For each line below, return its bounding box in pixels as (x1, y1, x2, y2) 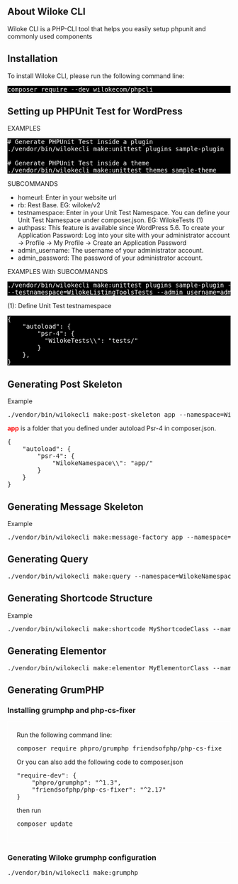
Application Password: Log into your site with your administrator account (17, 231, 230, 240)
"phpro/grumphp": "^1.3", (31, 779, 122, 787)
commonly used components (7, 32, 93, 40)
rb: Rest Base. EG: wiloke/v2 (17, 201, 101, 209)
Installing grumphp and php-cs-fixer (7, 705, 136, 715)
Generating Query (7, 553, 89, 565)
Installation (7, 53, 58, 65)
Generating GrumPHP (7, 684, 105, 696)
